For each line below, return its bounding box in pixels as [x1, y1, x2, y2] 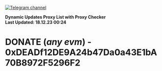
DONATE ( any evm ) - [5, 37, 92, 47]
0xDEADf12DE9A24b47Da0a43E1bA [5, 47, 157, 58]
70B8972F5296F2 [5, 57, 81, 69]
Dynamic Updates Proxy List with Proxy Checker [5, 14, 106, 20]
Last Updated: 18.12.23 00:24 [5, 20, 67, 25]
